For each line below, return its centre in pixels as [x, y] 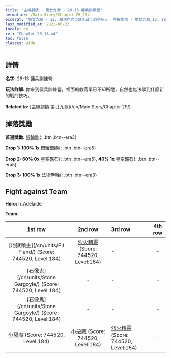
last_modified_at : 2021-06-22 [37, 24]
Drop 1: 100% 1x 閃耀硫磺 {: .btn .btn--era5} [51, 148]
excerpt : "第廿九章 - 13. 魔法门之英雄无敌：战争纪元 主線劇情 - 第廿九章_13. [82, 19]
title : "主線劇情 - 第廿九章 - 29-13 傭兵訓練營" [54, 10]
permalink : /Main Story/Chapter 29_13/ [48, 15]
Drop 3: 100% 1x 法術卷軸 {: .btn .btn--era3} [51, 175]
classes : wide [20, 43]
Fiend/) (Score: [37, 252]
